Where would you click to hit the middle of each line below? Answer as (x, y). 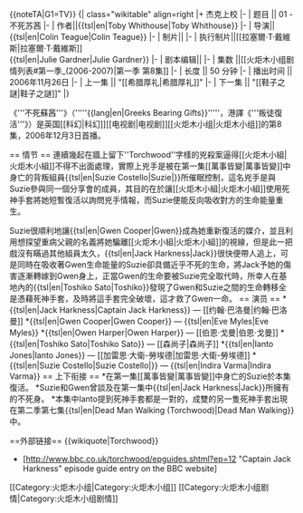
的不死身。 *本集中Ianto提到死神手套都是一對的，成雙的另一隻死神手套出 (145, 399)
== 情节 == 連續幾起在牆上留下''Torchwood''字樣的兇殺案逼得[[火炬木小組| (148, 155)
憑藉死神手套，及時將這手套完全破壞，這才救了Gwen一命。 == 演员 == (148, 299)
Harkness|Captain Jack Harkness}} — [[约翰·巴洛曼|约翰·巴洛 (173, 310)
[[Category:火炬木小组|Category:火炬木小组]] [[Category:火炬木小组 (135, 487)
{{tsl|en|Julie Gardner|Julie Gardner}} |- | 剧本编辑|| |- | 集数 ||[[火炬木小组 (148, 59)
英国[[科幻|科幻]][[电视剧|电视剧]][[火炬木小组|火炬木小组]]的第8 (163, 124)
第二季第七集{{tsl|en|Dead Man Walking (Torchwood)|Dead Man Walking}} (156, 410)
